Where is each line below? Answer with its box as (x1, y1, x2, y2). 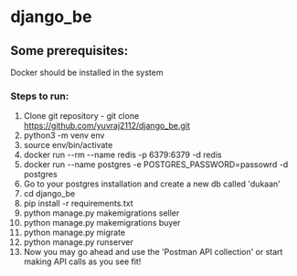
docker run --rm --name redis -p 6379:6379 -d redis (23, 149, 222, 161)
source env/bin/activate (23, 140, 113, 151)
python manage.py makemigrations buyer (23, 218, 181, 228)
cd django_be (23, 188, 76, 199)
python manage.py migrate (23, 227, 126, 239)
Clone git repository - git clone (23, 111, 140, 122)
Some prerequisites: (10, 43, 129, 58)
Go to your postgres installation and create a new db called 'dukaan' (23, 178, 281, 189)
